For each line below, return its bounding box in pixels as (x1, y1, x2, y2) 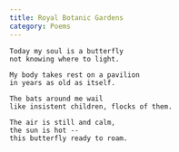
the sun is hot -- (9, 126, 79, 135)
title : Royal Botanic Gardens (9, 13, 124, 23)
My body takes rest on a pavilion (9, 70, 141, 80)
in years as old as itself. (9, 78, 116, 87)
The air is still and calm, (9, 118, 116, 127)
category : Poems (9, 22, 71, 31)
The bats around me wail (9, 94, 104, 103)
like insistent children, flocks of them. (9, 101, 173, 111)
